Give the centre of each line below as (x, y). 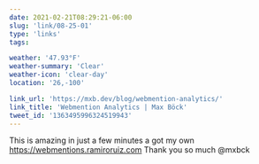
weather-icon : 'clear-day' (59, 75)
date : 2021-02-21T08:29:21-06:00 (71, 17)
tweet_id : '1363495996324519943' (71, 115)
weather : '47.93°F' (45, 59)
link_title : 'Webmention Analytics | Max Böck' (99, 107)
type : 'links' (35, 34)
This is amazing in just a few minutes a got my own (102, 141)
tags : (19, 42)
